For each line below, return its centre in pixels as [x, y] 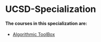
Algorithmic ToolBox [34, 34]
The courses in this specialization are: [46, 23]
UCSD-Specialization [51, 9]
